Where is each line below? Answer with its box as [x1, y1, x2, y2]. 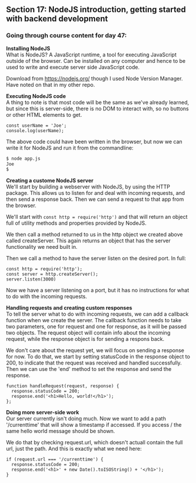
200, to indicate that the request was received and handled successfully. [6, 359, 182, 366]
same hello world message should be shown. [6, 428, 116, 435]
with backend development [6, 14, 109, 24]
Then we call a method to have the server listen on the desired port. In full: [6, 255, 187, 262]
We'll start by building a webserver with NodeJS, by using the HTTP [6, 183, 170, 190]
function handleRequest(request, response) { [6, 383, 119, 389]
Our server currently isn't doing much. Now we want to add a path [6, 415, 166, 422]
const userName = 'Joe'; [6, 123, 67, 129]
